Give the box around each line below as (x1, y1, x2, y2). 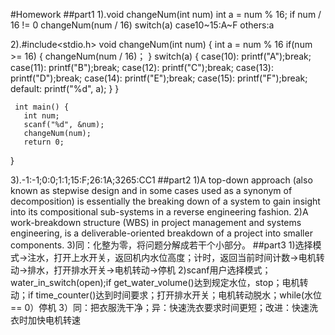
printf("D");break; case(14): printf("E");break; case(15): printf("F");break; (10, 72, 308, 84)
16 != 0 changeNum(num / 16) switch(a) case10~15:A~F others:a (10, 19, 275, 31)
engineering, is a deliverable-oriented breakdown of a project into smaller (10, 227, 313, 239)
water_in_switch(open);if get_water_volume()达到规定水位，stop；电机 (10, 277, 300, 288)
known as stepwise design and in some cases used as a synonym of (10, 185, 293, 196)
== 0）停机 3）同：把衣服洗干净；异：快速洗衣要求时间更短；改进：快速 (10, 302, 310, 313)
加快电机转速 (27, 314, 81, 326)
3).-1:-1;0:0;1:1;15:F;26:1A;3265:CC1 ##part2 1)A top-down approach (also (10, 174, 313, 186)
